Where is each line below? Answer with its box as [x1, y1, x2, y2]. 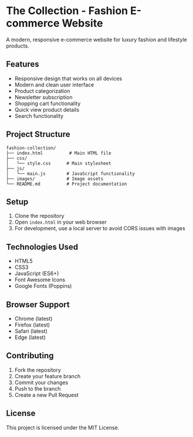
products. [6, 42, 29, 49]
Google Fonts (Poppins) [14, 283, 72, 290]
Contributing [6, 351, 54, 361]
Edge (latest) [14, 334, 46, 341]
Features [6, 59, 39, 69]
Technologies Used [6, 242, 78, 252]
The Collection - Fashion [6, 4, 128, 18]
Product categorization [14, 87, 70, 95]
